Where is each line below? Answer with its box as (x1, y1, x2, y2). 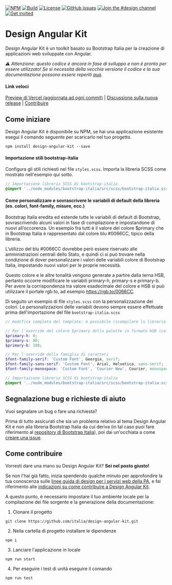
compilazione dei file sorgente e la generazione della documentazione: (5, 499, 155, 505)
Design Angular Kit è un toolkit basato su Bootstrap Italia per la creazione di (5, 45, 165, 51)
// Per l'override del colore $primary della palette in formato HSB (5, 328, 157, 333)
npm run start (5, 557, 36, 562)
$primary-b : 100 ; (5, 342, 42, 348)
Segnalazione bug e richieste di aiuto (5, 395, 126, 404)
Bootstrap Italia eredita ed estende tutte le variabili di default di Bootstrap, (5, 214, 161, 220)
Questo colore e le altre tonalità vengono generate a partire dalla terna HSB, (5, 272, 165, 278)
